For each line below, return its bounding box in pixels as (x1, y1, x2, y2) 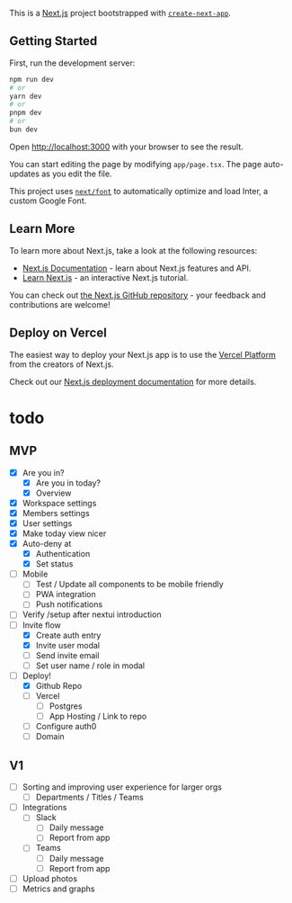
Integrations (22, 802, 67, 813)
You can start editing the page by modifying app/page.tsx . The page (9, 158, 262, 169)
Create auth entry (35, 630, 102, 640)
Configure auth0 (35, 721, 97, 732)
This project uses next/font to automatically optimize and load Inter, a (9, 185, 269, 196)
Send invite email (35, 649, 100, 660)
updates (9, 168, 40, 179)
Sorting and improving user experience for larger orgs (22, 782, 223, 792)
